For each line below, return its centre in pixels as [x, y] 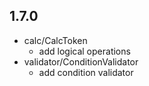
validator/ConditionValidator [81, 61]
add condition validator [86, 72]
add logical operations [84, 51]
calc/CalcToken [55, 40]
